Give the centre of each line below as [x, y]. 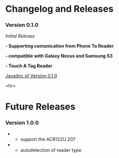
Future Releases [41, 106]
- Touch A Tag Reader [29, 66]
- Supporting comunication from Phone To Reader [60, 46]
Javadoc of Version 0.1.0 [31, 76]
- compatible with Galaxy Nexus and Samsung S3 [59, 56]
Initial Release [20, 36]
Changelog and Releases [60, 9]
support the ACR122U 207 [48, 139]
